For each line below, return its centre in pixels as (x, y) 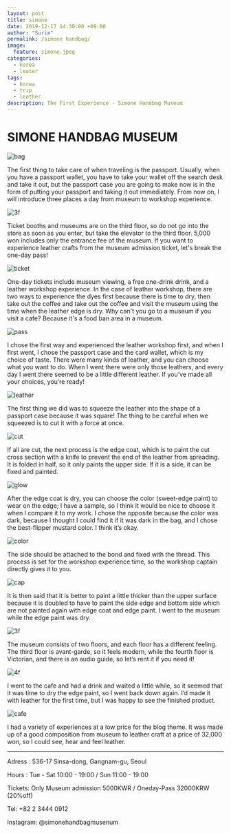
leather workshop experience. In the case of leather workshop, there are (110, 289)
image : (16, 45)
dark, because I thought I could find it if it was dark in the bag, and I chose (112, 520)
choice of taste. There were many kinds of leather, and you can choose (108, 360)
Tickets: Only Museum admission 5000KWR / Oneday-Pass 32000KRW (108, 788)
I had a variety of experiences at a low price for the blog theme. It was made (115, 727)
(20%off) (20, 795)
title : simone (27, 20)
